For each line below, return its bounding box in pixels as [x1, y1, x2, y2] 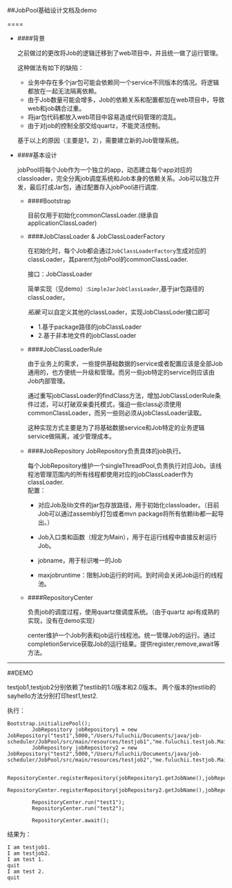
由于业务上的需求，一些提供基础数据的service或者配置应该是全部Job [27, 359, 223, 368]
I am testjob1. [7, 844, 51, 851]
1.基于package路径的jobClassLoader [37, 323, 142, 331]
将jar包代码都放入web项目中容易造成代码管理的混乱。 [27, 113, 181, 121]
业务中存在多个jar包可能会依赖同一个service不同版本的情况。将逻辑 [27, 78, 220, 87]
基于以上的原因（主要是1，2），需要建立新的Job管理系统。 [17, 136, 183, 144]
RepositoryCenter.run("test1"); [32, 799, 126, 806]
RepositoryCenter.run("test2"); [32, 805, 126, 812]
